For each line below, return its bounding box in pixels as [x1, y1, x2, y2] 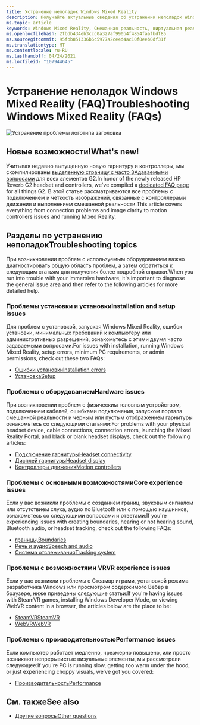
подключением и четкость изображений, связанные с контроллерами [6, 194, 186, 202]
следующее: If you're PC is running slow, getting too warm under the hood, [6, 661, 190, 668]
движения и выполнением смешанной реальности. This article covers [6, 200, 183, 207]
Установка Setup [14, 373, 56, 380]
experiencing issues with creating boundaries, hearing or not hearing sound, [6, 518, 194, 525]
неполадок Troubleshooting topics [6, 240, 137, 250]
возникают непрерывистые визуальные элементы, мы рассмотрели [6, 655, 181, 662]
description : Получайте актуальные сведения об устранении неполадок [6, 14, 183, 20]
